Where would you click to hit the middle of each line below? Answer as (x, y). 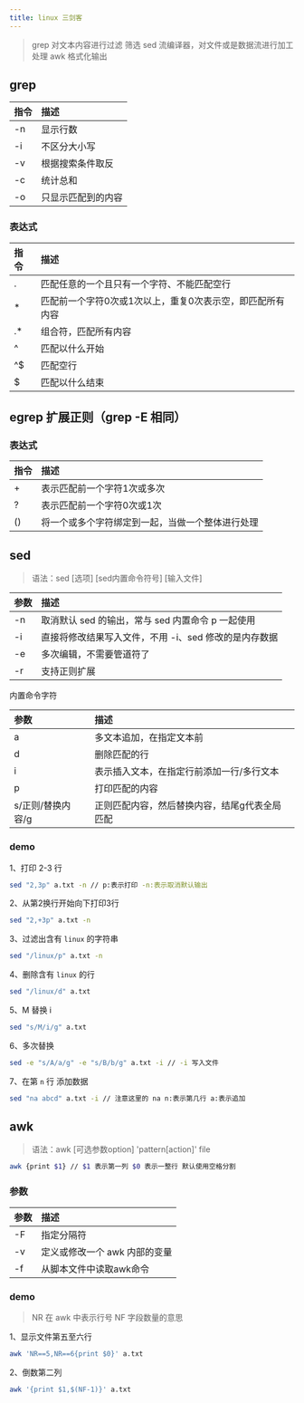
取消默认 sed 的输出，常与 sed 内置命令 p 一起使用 (148, 620)
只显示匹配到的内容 (82, 197)
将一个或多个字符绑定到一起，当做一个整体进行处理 (150, 523)
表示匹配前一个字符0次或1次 (101, 505)
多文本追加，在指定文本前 (149, 737)
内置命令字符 (33, 696)
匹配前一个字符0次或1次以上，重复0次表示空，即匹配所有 (162, 301)
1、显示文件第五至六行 (51, 1336)
